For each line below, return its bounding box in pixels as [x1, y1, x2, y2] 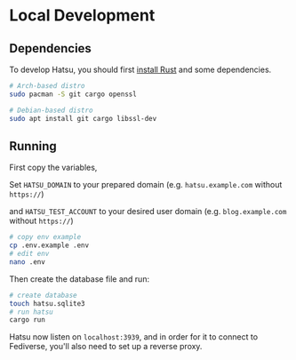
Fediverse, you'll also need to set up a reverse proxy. [9, 341, 203, 352]
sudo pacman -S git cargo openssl [9, 90, 138, 99]
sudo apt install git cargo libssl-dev [9, 114, 157, 123]
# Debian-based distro [9, 106, 93, 115]
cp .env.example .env [9, 241, 90, 250]
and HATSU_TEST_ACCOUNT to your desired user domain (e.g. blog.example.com [9, 206, 287, 217]
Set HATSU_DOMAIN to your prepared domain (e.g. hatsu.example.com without [9, 180, 283, 190]
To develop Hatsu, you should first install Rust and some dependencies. [9, 64, 272, 75]
